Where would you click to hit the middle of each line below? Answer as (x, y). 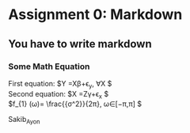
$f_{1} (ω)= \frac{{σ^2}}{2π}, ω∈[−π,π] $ (75, 104)
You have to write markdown (80, 44)
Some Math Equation (49, 66)
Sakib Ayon (24, 120)
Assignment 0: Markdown (95, 15)
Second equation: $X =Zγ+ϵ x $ (59, 95)
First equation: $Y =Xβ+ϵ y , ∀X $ (60, 84)
